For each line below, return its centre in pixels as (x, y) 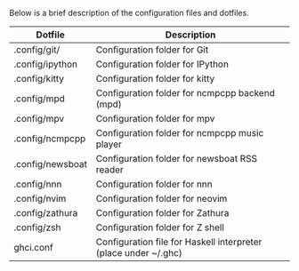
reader (110, 170)
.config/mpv (39, 119)
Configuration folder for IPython (162, 64)
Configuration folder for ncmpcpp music (180, 133)
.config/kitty (39, 79)
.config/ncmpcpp (50, 139)
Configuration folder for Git (152, 50)
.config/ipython (46, 64)
